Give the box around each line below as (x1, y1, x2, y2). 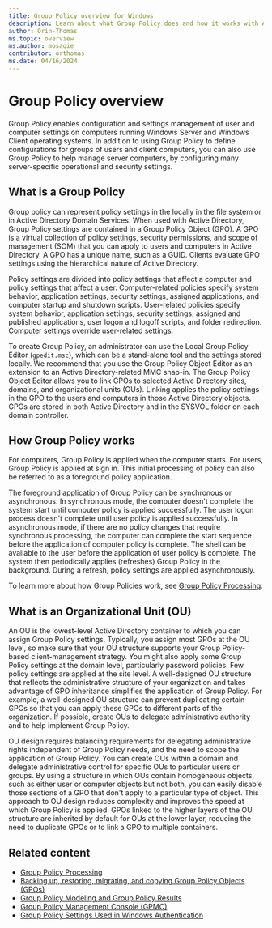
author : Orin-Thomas (8, 27, 79, 35)
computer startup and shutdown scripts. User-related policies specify (8, 300, 240, 309)
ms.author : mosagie (8, 42, 74, 50)
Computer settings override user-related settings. (8, 326, 174, 335)
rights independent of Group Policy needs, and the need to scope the (8, 745, 240, 755)
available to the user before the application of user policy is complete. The (8, 548, 257, 558)
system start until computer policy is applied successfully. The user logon (8, 505, 254, 515)
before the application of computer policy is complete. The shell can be (8, 539, 247, 549)
